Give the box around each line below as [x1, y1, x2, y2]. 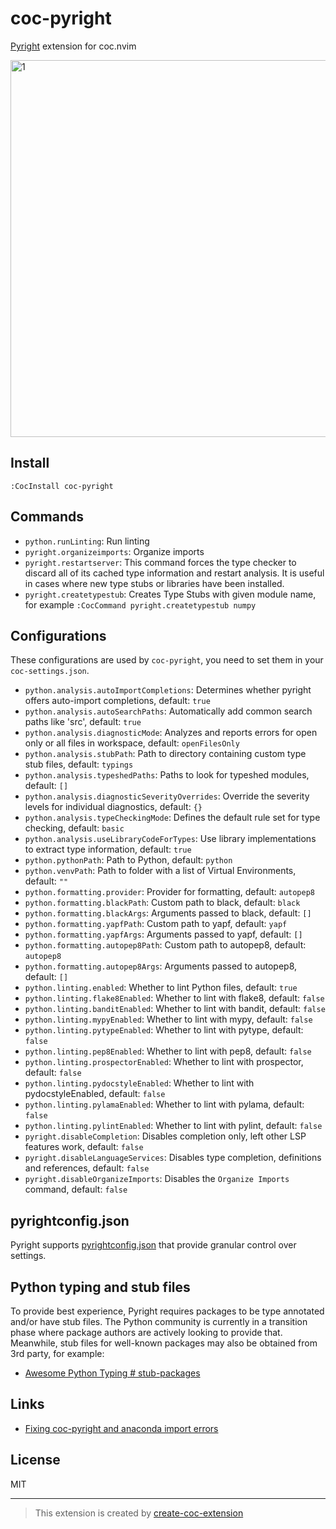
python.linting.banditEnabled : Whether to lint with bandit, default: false [24, 1003, 326, 1015]
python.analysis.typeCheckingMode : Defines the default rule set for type [24, 812, 321, 824]
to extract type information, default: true [24, 843, 192, 856]
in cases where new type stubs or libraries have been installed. [24, 577, 285, 589]
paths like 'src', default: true [24, 716, 142, 728]
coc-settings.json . [10, 665, 90, 677]
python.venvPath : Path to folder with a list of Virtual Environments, [24, 865, 297, 877]
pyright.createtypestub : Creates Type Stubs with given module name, [24, 588, 317, 600]
